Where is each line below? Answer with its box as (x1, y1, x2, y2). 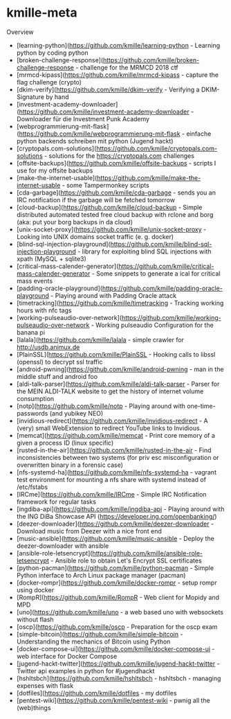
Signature (16, 92, 44, 101)
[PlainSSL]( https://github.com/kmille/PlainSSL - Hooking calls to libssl (16, 350, 216, 358)
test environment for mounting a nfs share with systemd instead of (16, 475, 207, 483)
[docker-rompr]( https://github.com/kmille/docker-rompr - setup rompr (16, 578, 217, 587)
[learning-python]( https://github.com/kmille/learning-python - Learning (16, 41, 221, 49)
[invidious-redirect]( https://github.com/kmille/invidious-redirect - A (16, 416, 208, 425)
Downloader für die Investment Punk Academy (16, 114, 150, 123)
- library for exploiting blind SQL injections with (77, 247, 212, 256)
